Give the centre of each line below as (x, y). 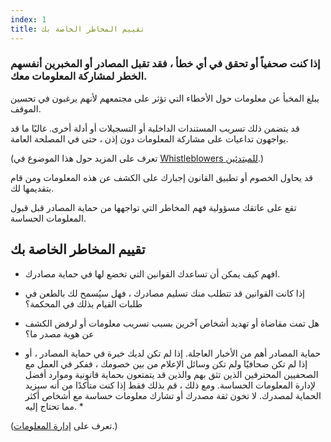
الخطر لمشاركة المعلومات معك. (79, 76)
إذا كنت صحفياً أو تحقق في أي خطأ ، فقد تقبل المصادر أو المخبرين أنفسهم (165, 64)
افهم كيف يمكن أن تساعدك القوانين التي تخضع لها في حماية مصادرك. (152, 273)
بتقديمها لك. (32, 188)
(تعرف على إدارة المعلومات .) (64, 425)
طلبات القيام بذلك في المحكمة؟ (83, 303)
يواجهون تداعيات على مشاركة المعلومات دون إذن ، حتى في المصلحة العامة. (149, 138)
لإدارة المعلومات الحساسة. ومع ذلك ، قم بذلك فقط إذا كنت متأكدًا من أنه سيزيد (170, 385)
